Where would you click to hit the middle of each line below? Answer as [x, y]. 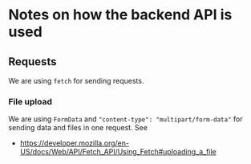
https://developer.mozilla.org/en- [75, 143]
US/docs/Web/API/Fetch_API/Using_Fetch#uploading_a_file [118, 152]
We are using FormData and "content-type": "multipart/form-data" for [125, 119]
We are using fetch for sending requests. [76, 81]
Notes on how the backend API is [120, 15]
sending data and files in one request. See [78, 128]
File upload [30, 101]
